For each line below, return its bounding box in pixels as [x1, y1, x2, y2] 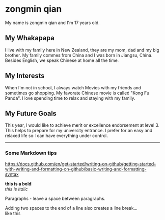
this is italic [5, 186, 28, 192]
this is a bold [5, 181, 32, 187]
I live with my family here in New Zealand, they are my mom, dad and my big [5, 47, 160, 53]
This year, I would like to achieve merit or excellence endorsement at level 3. [5, 122, 160, 128]
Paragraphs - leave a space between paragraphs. [5, 195, 106, 201]
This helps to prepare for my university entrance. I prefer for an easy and [5, 128, 153, 134]
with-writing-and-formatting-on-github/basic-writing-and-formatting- [5, 166, 147, 172]
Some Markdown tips [5, 150, 57, 157]
